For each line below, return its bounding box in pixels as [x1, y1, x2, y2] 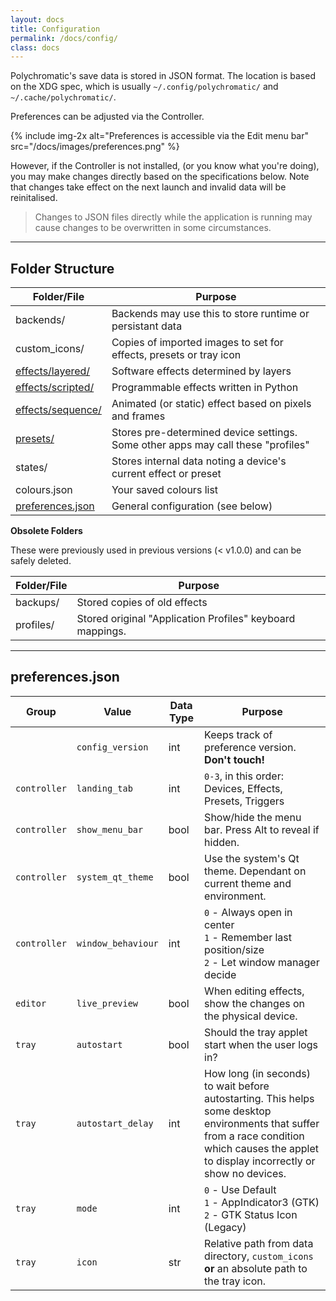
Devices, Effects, [204, 781, 283, 795]
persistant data [111, 319, 183, 333]
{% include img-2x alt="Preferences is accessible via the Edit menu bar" [10, 130, 309, 142]
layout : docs [10, 14, 65, 25]
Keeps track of [204, 727, 273, 741]
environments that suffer [204, 1116, 320, 1130]
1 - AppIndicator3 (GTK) [204, 1195, 320, 1209]
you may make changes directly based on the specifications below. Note [10, 171, 310, 183]
